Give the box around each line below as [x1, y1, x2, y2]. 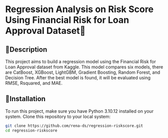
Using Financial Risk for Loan [5, 14, 130, 26]
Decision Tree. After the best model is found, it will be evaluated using [5, 75, 151, 80]
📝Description [5, 45, 47, 54]
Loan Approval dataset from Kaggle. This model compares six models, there [5, 64, 163, 70]
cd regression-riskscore [5, 128, 58, 133]
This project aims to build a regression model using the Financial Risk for [5, 59, 156, 64]
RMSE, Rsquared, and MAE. [5, 80, 63, 86]
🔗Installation [5, 95, 46, 103]
